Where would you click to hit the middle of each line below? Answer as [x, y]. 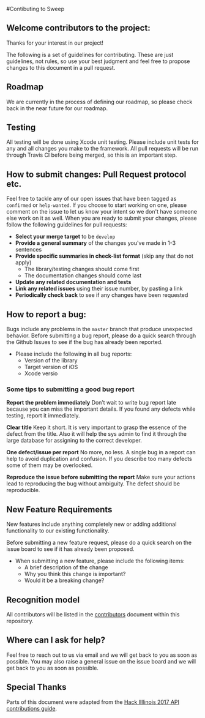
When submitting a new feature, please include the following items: [100, 561]
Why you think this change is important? [75, 574]
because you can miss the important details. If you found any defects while [101, 409]
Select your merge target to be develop [65, 237]
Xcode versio [41, 373]
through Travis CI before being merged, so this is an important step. [92, 155]
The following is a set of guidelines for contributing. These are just [90, 54]
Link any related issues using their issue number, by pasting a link [99, 289]
